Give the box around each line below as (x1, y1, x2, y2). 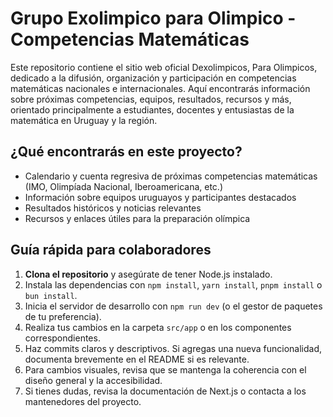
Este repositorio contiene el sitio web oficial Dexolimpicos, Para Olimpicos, (10, 61, 318, 73)
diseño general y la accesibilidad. (24, 374, 163, 386)
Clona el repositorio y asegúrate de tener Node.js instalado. (24, 268, 273, 280)
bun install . (24, 289, 78, 301)
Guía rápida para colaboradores (10, 242, 212, 259)
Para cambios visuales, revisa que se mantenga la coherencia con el (24, 363, 307, 376)
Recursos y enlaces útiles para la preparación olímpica (24, 212, 251, 224)
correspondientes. (24, 332, 101, 344)
